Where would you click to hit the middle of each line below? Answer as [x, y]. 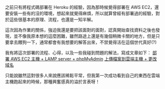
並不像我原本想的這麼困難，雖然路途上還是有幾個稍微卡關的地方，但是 [84, 36]
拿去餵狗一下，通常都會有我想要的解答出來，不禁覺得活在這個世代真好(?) [83, 42]
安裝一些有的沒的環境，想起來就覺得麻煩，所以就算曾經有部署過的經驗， [82, 13]
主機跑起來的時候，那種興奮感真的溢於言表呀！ [52, 82]
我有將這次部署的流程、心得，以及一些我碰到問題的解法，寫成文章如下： [78, 53]
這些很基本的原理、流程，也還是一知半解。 [52, 19]
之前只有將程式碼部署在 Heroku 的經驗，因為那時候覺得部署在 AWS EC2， [80, 7]
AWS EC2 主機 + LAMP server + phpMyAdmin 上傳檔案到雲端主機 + [79, 59]
